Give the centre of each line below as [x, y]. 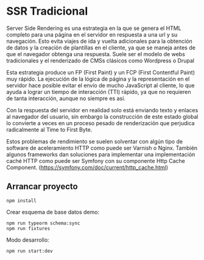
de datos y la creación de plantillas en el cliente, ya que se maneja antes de [101, 48]
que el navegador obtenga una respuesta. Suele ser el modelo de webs [96, 54]
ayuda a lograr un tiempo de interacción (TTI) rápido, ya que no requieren [99, 92]
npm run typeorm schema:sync [43, 223]
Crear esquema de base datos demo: [53, 212]
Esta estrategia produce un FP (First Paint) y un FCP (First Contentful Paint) [101, 72]
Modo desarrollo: [28, 240]
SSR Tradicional [47, 11]
